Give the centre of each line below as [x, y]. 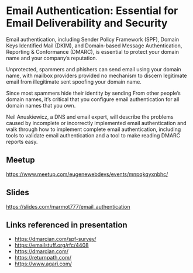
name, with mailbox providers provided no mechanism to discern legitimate [96, 75]
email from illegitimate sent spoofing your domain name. [74, 82]
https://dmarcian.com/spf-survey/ [55, 239]
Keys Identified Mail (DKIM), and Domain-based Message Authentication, [94, 46]
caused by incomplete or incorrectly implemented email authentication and [96, 123]
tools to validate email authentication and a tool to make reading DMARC [93, 135]
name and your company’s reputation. [52, 58]
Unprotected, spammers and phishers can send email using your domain [94, 69]
